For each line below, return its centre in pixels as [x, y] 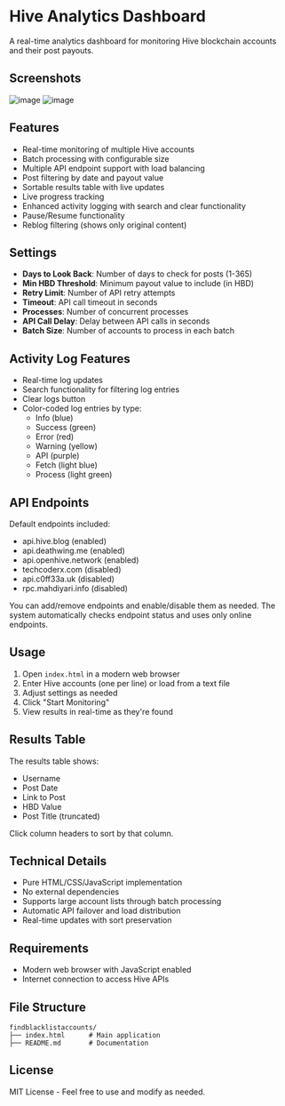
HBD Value [42, 806]
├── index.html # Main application [85, 1036]
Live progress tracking [63, 196]
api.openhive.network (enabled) [80, 560]
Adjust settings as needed [70, 693]
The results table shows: [54, 761]
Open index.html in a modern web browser [101, 674]
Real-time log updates [63, 381]
